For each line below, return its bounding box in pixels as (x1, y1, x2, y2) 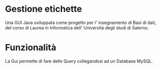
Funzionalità (5, 42, 56, 53)
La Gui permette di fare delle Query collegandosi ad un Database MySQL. (5, 58, 153, 64)
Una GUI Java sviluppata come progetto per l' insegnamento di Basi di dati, (5, 20, 157, 25)
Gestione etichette (5, 3, 82, 15)
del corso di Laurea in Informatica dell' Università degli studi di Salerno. (5, 24, 149, 30)
